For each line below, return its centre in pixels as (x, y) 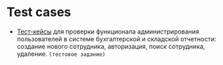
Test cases (39, 12)
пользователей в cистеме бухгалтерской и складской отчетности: (116, 38)
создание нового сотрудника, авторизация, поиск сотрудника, (111, 46)
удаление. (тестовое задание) (61, 54)
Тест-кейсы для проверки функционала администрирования (108, 31)
